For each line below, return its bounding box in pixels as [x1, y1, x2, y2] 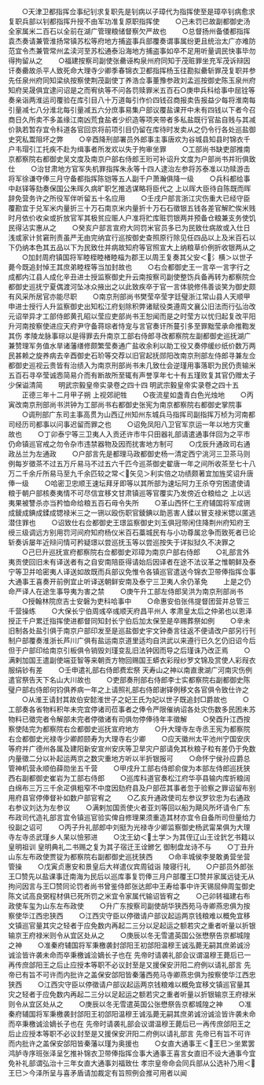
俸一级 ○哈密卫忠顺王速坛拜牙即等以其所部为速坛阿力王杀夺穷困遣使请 [8, 479, 251, 487]
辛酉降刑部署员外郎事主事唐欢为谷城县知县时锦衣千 [85, 134, 251, 144]
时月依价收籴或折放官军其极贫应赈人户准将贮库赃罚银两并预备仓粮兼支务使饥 [8, 213, 256, 223]
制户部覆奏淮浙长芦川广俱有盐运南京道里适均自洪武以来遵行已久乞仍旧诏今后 [8, 636, 256, 645]
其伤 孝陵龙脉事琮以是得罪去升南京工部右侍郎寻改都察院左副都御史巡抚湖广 [8, 331, 251, 340]
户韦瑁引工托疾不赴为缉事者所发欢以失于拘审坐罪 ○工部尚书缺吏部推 [8, 145, 244, 153]
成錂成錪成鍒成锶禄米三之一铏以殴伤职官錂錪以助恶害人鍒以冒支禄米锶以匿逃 [8, 508, 256, 517]
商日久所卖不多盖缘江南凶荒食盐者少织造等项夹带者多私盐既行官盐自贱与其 [8, 115, 249, 124]
